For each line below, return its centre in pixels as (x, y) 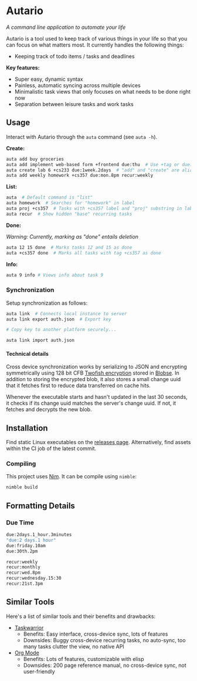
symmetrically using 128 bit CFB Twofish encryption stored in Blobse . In (93, 373)
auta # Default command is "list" (50, 198)
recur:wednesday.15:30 (34, 578)
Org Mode (27, 653)
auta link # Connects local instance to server (67, 313)
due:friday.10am (26, 546)
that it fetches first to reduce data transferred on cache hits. (78, 386)
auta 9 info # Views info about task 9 (55, 275)
